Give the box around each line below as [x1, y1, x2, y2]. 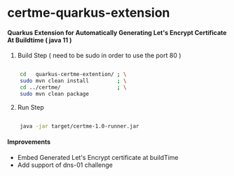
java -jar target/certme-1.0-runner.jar [20, 122, 139, 130]
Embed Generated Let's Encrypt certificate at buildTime [17, 153, 179, 161]
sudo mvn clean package [20, 91, 90, 98]
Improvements [7, 138, 51, 146]
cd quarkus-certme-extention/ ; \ [20, 71, 128, 78]
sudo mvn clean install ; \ [20, 78, 128, 85]
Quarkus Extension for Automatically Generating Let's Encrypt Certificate [7, 28, 227, 36]
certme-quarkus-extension [7, 5, 170, 21]
